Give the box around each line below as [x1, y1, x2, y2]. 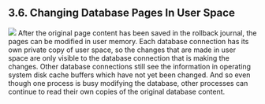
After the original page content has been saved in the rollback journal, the [17, 28, 257, 38]
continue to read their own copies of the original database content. [8, 87, 226, 96]
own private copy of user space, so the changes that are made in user [8, 45, 237, 54]
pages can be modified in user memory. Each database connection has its [8, 36, 249, 46]
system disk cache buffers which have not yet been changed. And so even [8, 70, 251, 80]
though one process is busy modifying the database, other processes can [8, 78, 248, 87]
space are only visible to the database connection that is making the [8, 53, 230, 62]
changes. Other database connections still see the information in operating [8, 61, 251, 71]
